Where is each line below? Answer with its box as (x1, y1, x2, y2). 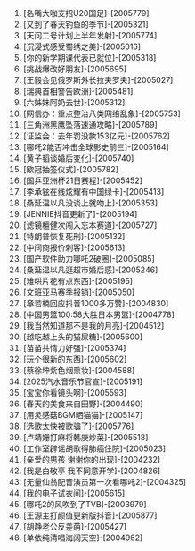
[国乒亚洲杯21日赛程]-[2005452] (22, 175, 143, 186)
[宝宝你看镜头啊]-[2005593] (22, 388, 127, 397)
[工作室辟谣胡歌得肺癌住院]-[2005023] (22, 443, 167, 454)
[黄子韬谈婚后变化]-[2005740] (22, 153, 134, 163)
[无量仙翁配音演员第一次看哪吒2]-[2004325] (22, 477, 186, 487)
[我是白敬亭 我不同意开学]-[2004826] (22, 465, 161, 476)
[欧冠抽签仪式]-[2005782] (22, 164, 119, 174)
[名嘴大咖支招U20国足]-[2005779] (22, 8, 150, 18)
